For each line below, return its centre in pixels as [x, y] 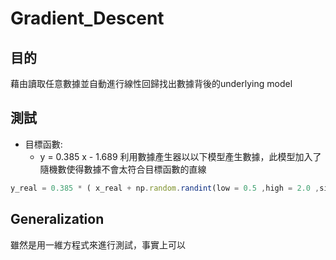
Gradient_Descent [87, 18]
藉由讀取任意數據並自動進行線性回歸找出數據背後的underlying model [151, 83]
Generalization [57, 219]
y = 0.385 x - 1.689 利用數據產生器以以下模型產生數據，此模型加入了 [180, 156]
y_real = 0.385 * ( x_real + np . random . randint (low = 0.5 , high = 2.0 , [165, 188]
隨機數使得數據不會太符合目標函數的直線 [123, 169]
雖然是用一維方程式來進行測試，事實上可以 [98, 244]
